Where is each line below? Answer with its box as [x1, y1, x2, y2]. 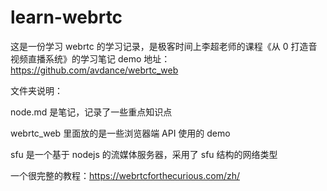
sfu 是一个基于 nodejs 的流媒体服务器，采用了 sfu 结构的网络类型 [10, 148, 278, 160]
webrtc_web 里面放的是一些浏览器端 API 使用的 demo [10, 127, 231, 139]
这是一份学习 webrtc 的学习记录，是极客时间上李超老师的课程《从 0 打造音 [10, 40, 318, 52]
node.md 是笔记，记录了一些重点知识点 [10, 106, 173, 118]
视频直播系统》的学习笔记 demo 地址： [10, 52, 171, 65]
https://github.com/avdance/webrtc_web [10, 64, 179, 76]
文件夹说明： [10, 84, 63, 96]
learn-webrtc [10, 6, 123, 29]
